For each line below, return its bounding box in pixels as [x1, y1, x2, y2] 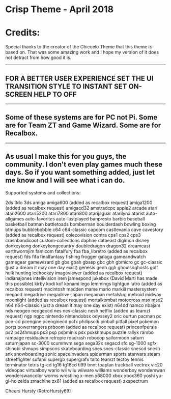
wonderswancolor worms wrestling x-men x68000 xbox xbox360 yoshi [5, 373, 155, 379]
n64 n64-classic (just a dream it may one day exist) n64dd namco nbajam [5, 302, 161, 308]
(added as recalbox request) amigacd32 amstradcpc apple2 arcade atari [5, 205, 158, 211]
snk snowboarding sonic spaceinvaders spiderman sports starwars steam [5, 351, 160, 357]
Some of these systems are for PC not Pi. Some [5, 113, 158, 122]
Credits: [5, 27, 40, 39]
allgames [5, 215, 24, 222]
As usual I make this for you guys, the [5, 152, 127, 161]
